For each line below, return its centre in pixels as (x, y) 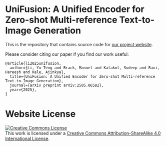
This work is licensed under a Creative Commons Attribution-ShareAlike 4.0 (83, 133)
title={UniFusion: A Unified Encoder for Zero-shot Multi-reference (82, 76)
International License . (27, 138)
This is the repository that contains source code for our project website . (79, 44)
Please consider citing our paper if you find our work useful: (67, 54)
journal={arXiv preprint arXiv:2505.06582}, (57, 85)
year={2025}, (23, 90)
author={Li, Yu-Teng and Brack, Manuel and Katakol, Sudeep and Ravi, (85, 68)
